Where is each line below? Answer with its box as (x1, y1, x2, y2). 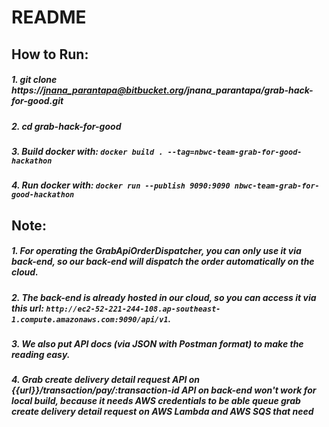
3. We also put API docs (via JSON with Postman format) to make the (11, 338, 304, 350)
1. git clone (11, 74, 58, 86)
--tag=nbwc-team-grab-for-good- (167, 147, 303, 157)
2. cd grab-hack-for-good (11, 120, 122, 132)
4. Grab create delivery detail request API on (11, 374, 201, 386)
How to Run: (11, 46, 89, 63)
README (11, 6, 87, 29)
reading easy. (11, 349, 71, 361)
